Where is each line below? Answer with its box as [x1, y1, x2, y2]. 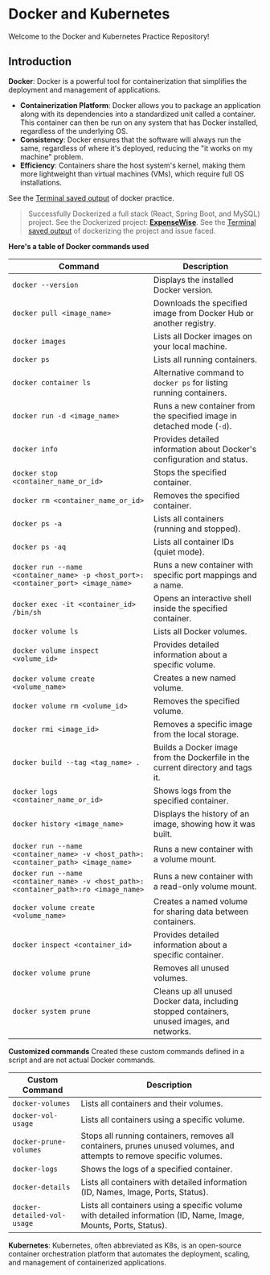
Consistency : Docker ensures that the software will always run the [19, 135, 242, 144]
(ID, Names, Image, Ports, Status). [80, 1186, 209, 1198]
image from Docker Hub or [153, 307, 255, 318]
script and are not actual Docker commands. [8, 1055, 156, 1065]
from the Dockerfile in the [153, 751, 250, 762]
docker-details [12, 1182, 71, 1191]
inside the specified [153, 602, 227, 613]
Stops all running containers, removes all [80, 1130, 235, 1141]
